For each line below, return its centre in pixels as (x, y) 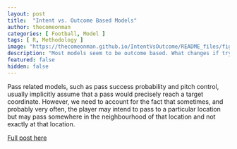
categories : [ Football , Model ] (56, 34)
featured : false (31, 60)
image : (17, 47)
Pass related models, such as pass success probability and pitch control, (113, 86)
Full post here (27, 138)
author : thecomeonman (39, 27)
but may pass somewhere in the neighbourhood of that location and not (111, 117)
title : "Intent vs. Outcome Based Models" (72, 20)
